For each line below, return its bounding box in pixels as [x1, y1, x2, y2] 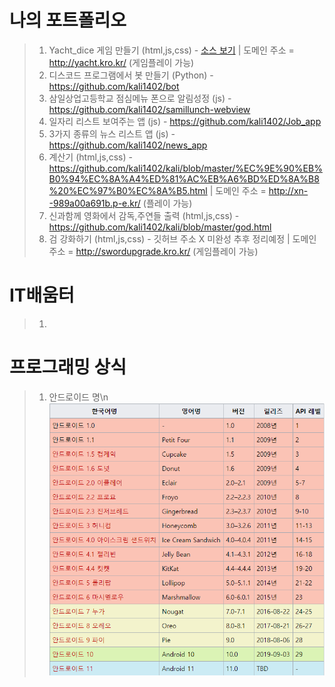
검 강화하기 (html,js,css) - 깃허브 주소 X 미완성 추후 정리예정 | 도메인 [48, 232, 317, 245]
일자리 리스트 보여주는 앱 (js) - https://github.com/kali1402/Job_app [48, 115, 322, 127]
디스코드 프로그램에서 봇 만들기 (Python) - [48, 69, 214, 81]
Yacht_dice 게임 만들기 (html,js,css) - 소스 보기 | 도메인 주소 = [48, 44, 295, 56]
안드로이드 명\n [48, 391, 109, 403]
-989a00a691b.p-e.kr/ [48, 197, 141, 209]
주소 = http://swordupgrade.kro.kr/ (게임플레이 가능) [48, 245, 259, 257]
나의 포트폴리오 [9, 9, 127, 32]
